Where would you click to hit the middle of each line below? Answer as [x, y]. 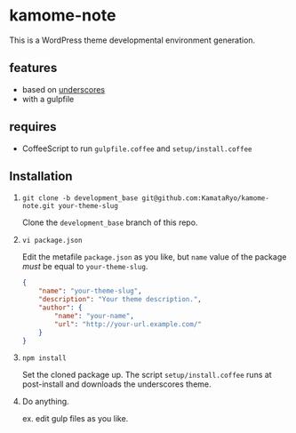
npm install [44, 358]
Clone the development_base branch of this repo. [110, 222]
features [33, 68]
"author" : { [60, 308]
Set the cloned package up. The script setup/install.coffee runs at [147, 375]
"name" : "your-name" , [95, 316]
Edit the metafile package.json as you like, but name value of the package [154, 257]
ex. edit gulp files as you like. [75, 419]
